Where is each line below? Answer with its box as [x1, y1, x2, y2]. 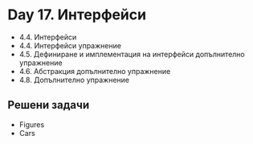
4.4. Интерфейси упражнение [18, 40, 122, 50]
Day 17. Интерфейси [7, 6, 146, 24]
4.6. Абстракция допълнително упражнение [18, 66, 171, 76]
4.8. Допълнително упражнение [18, 75, 130, 84]
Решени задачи [7, 98, 90, 112]
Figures [18, 119, 45, 130]
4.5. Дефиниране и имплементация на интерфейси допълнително [18, 49, 246, 59]
